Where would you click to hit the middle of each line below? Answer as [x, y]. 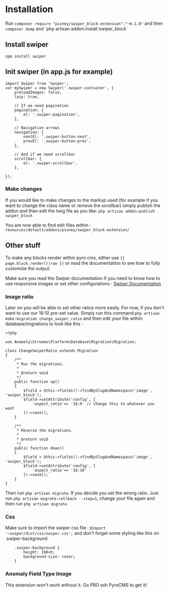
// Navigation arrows [37, 128]
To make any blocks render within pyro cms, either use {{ [65, 258]
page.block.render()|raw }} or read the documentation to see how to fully [83, 263]
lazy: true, [27, 97]
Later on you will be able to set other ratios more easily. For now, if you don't [85, 308]
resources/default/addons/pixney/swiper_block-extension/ [67, 230]
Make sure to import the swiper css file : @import [55, 528]
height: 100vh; [39, 553]
